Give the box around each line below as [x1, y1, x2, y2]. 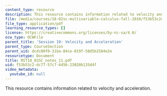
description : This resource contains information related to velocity [5, 12, 155, 17]
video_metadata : [5, 67, 39, 72]
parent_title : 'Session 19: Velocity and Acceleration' [5, 40, 123, 45]
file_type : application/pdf [5, 21, 64, 26]
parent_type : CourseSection [5, 44, 64, 49]
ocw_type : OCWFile [5, 35, 43, 40]
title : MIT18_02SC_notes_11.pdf [5, 58, 72, 63]
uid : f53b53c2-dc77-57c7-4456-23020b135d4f [5, 62, 97, 67]
